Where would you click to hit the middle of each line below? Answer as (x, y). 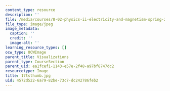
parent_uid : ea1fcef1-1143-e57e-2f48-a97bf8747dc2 (60, 66)
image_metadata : (22, 29)
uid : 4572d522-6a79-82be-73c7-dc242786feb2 (52, 80)
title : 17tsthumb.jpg (28, 76)
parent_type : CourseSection (35, 62)
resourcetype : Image (27, 71)
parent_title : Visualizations (37, 57)
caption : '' (23, 33)
